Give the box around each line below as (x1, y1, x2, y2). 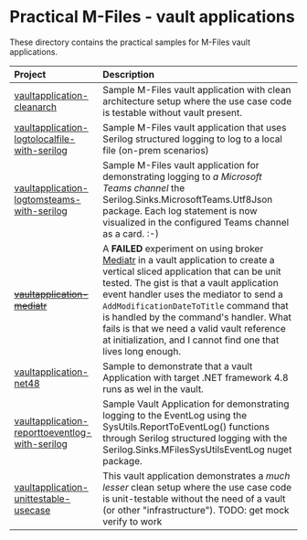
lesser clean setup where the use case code (102, 481, 292, 493)
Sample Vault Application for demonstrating (102, 397, 290, 410)
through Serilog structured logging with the (102, 431, 288, 444)
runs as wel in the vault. (102, 382, 204, 395)
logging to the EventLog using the (102, 408, 248, 421)
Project (14, 68, 47, 80)
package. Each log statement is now (102, 204, 258, 217)
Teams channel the (102, 181, 185, 194)
